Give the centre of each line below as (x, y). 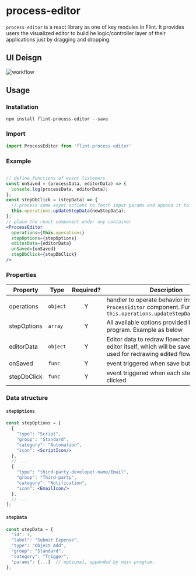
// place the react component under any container (69, 222)
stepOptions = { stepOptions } (44, 238)
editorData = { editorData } (41, 244)
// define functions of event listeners (56, 178)
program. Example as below (144, 330)
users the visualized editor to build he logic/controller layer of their (86, 33)
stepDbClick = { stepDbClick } (44, 255)
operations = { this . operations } (48, 232)
